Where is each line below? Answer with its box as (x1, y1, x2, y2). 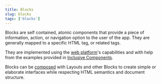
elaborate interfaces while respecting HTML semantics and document (5, 69, 145, 75)
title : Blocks (5, 7, 34, 12)
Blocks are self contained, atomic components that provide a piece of (5, 30, 144, 36)
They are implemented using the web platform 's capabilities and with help (5, 49, 153, 55)
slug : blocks (5, 12, 32, 17)
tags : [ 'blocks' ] (5, 16, 40, 21)
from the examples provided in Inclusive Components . (5, 55, 113, 61)
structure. (5, 74, 25, 81)
